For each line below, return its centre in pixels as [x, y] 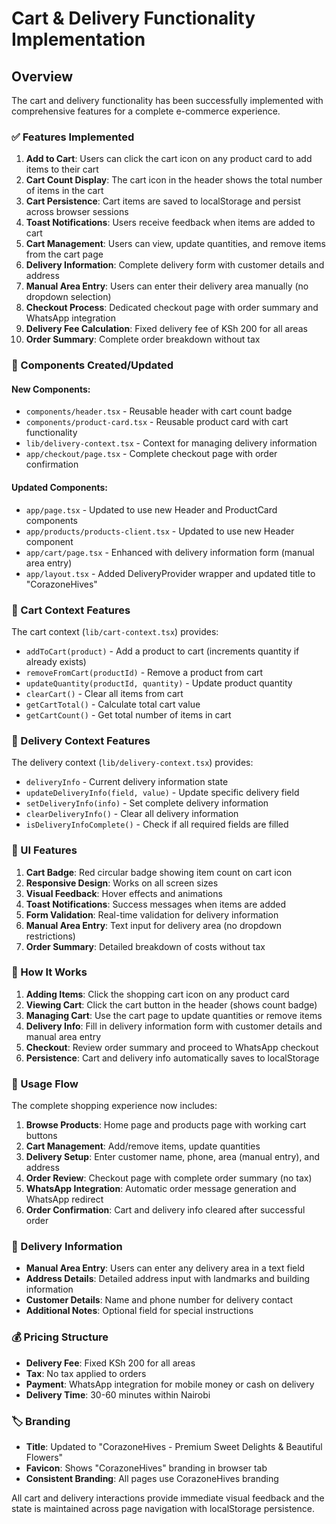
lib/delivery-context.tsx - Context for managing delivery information [171, 443]
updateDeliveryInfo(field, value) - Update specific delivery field [162, 793]
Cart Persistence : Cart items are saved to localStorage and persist [163, 201]
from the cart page [64, 254]
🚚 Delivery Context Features [81, 740]
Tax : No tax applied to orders [86, 1373]
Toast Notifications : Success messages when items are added [156, 904]
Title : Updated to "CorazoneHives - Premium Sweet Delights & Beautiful [174, 1446]
